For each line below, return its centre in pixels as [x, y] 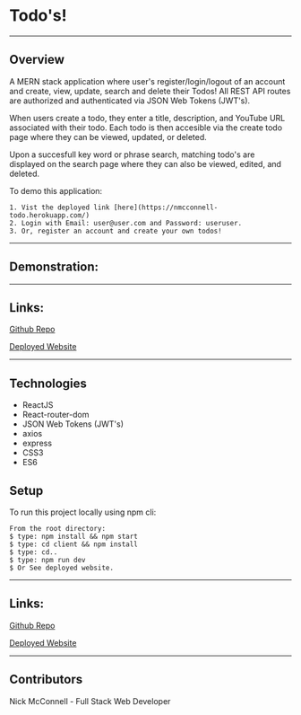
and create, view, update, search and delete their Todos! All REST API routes [150, 91]
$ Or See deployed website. [62, 568]
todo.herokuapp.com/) [50, 215]
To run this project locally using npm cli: [83, 512]
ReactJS [38, 405]
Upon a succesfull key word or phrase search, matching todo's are [132, 154]
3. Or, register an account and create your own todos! [116, 231]
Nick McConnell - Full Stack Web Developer [90, 701]
